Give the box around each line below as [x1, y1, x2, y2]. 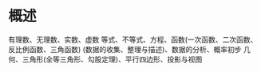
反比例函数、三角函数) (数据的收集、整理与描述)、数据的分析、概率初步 [8, 44, 242, 54]
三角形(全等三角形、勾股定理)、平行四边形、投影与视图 [22, 54, 203, 64]
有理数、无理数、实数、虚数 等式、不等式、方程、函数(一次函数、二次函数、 [8, 35, 258, 44]
